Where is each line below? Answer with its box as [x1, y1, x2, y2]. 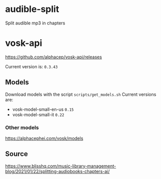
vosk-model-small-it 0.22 [12, 111, 65, 118]
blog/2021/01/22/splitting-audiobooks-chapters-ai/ [5, 168, 110, 174]
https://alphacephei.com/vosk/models [5, 135, 84, 141]
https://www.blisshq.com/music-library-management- [5, 163, 116, 169]
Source [5, 150, 28, 158]
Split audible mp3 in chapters [5, 20, 66, 26]
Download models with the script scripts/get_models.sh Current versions [5, 91, 157, 97]
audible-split [5, 3, 59, 15]
